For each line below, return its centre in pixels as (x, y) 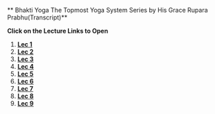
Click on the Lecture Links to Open (58, 31)
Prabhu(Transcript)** (37, 17)
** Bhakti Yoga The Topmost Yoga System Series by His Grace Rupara (108, 10)
